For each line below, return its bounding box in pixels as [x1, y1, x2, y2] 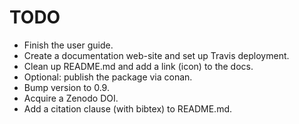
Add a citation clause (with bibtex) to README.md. [23, 102, 233, 115]
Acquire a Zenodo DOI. [23, 92, 119, 104]
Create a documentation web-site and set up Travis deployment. [23, 49, 290, 61]
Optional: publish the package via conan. [23, 71, 193, 83]
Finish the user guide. [23, 39, 114, 51]
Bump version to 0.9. [23, 81, 110, 93]
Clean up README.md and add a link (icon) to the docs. [23, 60, 254, 72]
